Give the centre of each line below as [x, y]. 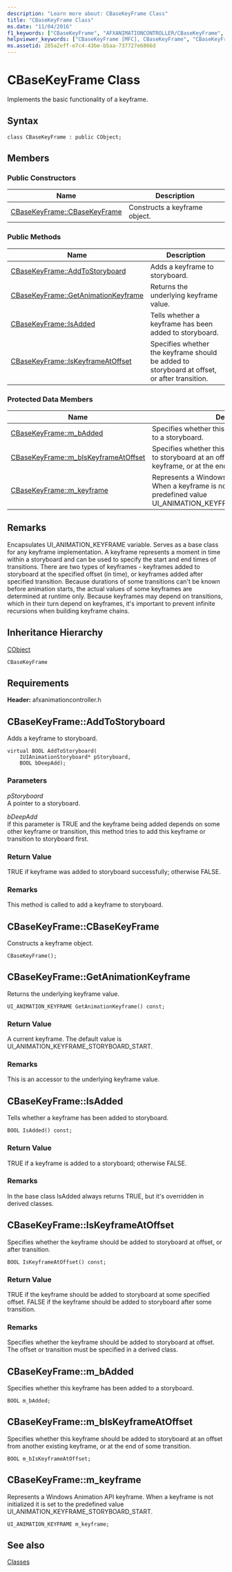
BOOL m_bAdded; [29, 1401]
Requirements [38, 683]
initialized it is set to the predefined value [66, 1504]
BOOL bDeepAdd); [43, 763]
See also [26, 1545]
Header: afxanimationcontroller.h [54, 700]
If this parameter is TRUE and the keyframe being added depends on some [114, 824]
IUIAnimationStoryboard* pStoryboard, [75, 757]
